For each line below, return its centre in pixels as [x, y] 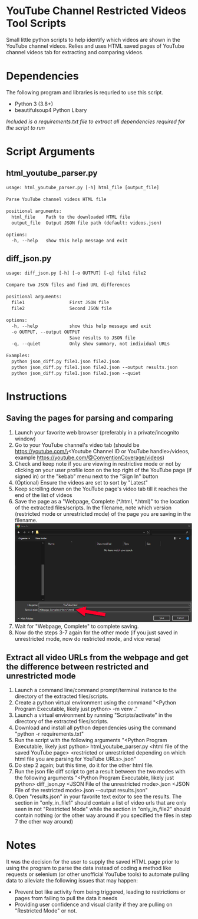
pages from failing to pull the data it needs [66, 898]
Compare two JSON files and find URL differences [68, 285]
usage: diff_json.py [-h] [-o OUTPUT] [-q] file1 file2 [76, 273]
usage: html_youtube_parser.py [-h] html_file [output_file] [83, 187]
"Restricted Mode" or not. [46, 911]
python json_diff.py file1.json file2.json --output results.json [95, 367]
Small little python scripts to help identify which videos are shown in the [93, 39]
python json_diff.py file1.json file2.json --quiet [76, 373]
